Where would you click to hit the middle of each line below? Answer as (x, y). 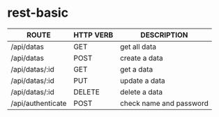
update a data (142, 80)
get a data (136, 69)
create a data (142, 58)
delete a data (141, 92)
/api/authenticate (39, 103)
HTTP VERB (93, 35)
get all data (138, 47)
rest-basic (38, 13)
